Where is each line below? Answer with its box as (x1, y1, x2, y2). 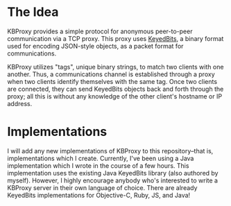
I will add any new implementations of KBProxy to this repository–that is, (7, 146, 214, 155)
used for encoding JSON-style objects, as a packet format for (7, 42, 184, 50)
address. (7, 99, 33, 108)
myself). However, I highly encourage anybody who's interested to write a (7, 176, 219, 184)
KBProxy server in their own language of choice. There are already (7, 183, 198, 191)
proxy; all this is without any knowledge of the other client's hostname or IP (7, 92, 223, 101)
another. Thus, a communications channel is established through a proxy (7, 70, 215, 78)
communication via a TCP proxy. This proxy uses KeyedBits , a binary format (7, 34, 224, 42)
